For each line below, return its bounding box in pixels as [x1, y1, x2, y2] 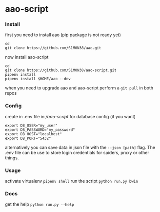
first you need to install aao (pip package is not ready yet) [5, 32, 121, 38]
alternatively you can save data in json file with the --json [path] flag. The [5, 144, 155, 150]
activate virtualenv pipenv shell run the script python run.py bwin [5, 178, 138, 184]
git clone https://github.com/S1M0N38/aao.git [5, 45, 101, 51]
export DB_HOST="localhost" [5, 131, 62, 136]
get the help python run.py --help [5, 201, 74, 207]
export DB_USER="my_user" [5, 123, 58, 128]
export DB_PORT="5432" [5, 136, 51, 141]
